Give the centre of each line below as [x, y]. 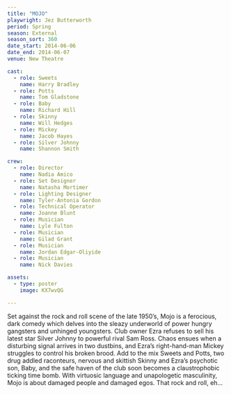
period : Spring [29, 26]
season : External [32, 33]
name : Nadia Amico [46, 174]
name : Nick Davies [46, 265]
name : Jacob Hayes [46, 136]
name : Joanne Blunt [48, 213]
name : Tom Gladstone [49, 97]
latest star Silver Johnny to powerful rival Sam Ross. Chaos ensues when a [114, 338]
